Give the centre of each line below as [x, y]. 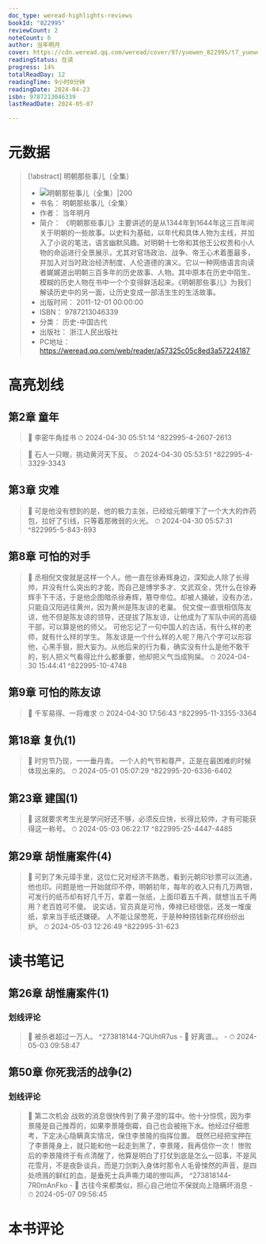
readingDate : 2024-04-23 [49, 89]
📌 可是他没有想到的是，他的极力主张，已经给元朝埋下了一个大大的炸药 [142, 511]
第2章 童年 [34, 417]
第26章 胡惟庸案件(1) [59, 993]
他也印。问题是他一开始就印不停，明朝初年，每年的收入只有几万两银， [142, 886]
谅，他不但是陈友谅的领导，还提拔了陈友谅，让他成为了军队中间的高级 [142, 616]
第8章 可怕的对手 [49, 557]
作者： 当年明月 [65, 213]
